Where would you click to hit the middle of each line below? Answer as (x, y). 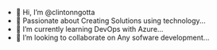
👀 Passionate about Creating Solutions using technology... (110, 21)
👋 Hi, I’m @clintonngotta (55, 12)
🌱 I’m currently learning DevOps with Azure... (89, 29)
